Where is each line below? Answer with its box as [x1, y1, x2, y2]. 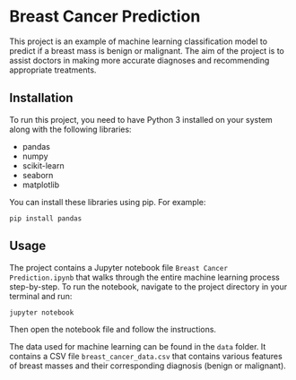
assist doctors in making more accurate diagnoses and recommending [9, 55, 270, 65]
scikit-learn [22, 160, 65, 171]
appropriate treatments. [9, 65, 97, 75]
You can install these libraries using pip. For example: [9, 196, 206, 207]
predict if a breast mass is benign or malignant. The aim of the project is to [9, 45, 285, 56]
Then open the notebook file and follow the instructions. [9, 324, 217, 334]
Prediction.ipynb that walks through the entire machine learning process [9, 272, 280, 282]
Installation [9, 91, 74, 106]
